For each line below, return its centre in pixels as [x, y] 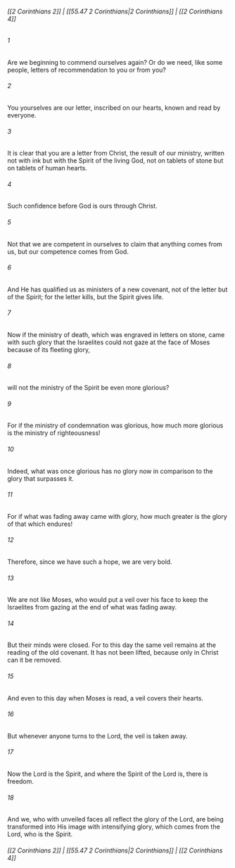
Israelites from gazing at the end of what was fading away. [92, 608]
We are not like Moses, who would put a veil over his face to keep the [108, 600]
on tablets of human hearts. [47, 168]
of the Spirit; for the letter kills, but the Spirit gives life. [85, 296]
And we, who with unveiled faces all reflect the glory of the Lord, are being [115, 819]
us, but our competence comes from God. [68, 251]
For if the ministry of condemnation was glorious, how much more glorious [115, 426]
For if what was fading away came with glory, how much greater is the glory [117, 516]
